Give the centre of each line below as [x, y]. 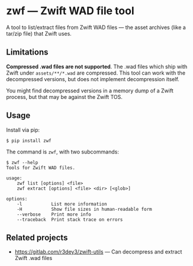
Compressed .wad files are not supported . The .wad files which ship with [97, 66]
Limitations [27, 52]
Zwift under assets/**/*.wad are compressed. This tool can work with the [96, 73]
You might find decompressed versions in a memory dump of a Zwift [90, 91]
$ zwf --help [22, 162]
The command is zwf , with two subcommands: [63, 152]
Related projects [37, 237]
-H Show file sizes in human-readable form [84, 209]
